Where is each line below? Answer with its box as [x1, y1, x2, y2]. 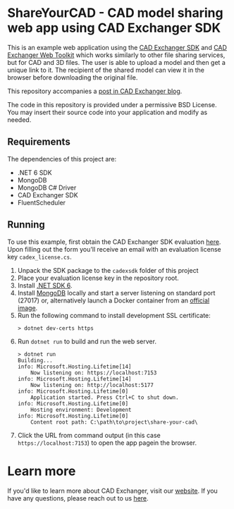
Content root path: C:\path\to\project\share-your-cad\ [30, 418, 198, 426]
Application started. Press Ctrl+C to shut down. [30, 393, 179, 401]
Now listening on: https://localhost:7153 [30, 369, 157, 376]
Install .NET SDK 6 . [17, 281, 73, 290]
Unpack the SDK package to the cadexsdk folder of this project [17, 266, 199, 274]
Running [7, 219, 46, 231]
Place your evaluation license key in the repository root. [17, 274, 180, 282]
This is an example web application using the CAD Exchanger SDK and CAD [7, 43, 228, 51]
